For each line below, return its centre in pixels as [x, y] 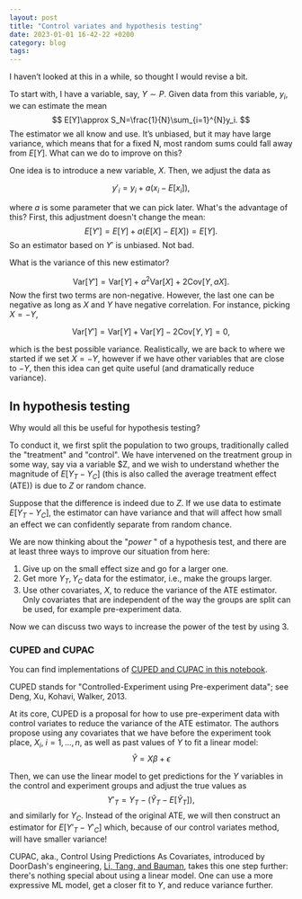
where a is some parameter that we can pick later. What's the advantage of [149, 207]
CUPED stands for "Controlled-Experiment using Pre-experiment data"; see [149, 686]
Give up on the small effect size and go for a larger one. [125, 568]
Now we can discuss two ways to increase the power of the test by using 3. [149, 627]
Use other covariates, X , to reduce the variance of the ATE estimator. [150, 590]
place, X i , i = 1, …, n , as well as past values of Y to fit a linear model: [134, 743]
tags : [19, 51]
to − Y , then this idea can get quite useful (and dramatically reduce [132, 369]
